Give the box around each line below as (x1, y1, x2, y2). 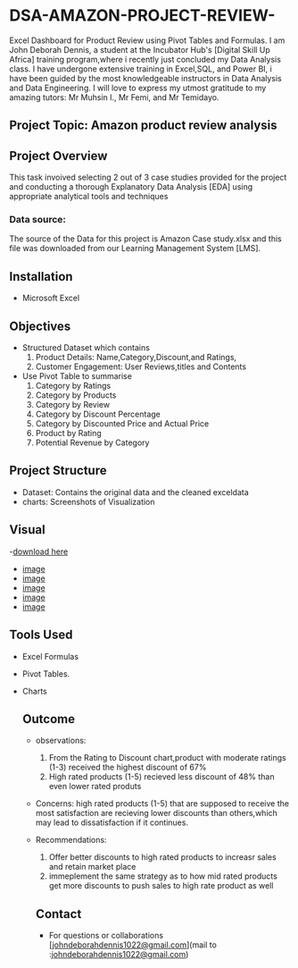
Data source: (9, 214, 67, 226)
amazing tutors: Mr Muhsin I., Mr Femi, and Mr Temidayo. (9, 91, 219, 103)
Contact (35, 906, 82, 922)
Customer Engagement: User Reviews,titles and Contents (35, 361, 247, 372)
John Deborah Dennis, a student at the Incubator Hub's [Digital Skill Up (9, 44, 270, 55)
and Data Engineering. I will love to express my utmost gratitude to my (9, 82, 267, 93)
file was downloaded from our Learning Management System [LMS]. (9, 243, 261, 254)
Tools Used (9, 627, 73, 643)
